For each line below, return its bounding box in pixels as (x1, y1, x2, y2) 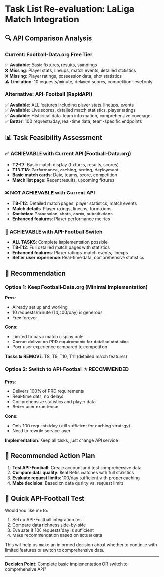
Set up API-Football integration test (12, 517, 83, 523)
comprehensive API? (5, 566, 47, 572)
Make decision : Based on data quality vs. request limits (12, 480, 124, 486)
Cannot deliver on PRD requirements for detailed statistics (12, 339, 129, 345)
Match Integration (5, 14, 80, 25)
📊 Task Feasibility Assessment (5, 133, 102, 142)
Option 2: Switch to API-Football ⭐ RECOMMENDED (5, 366, 129, 373)
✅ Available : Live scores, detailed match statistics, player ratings (5, 107, 136, 113)
